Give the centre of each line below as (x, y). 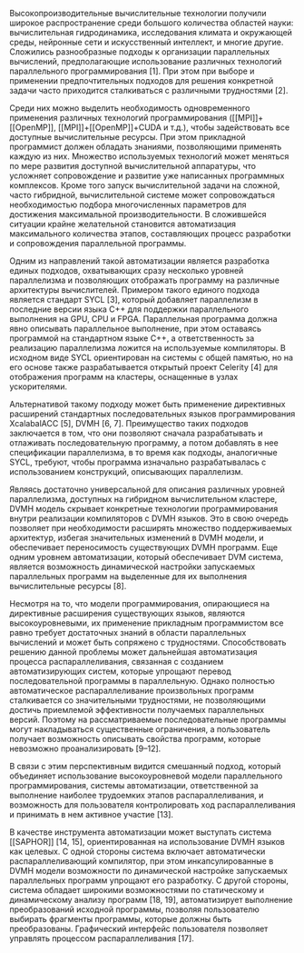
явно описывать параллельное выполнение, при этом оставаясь (135, 328)
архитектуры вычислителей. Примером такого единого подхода (135, 290)
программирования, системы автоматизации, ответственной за (134, 785)
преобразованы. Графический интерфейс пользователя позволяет (139, 928)
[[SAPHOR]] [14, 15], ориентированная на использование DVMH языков (147, 842)
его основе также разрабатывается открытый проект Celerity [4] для (144, 367)
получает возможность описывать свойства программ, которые (135, 739)
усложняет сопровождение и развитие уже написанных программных (147, 176)
